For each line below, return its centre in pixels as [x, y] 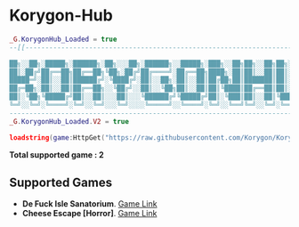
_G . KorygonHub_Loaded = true [63, 39]
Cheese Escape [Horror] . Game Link [89, 214]
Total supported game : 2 [57, 154]
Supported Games [61, 182]
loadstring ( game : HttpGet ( [57, 138]
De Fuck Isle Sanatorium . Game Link [89, 204]
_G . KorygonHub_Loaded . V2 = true [69, 121]
